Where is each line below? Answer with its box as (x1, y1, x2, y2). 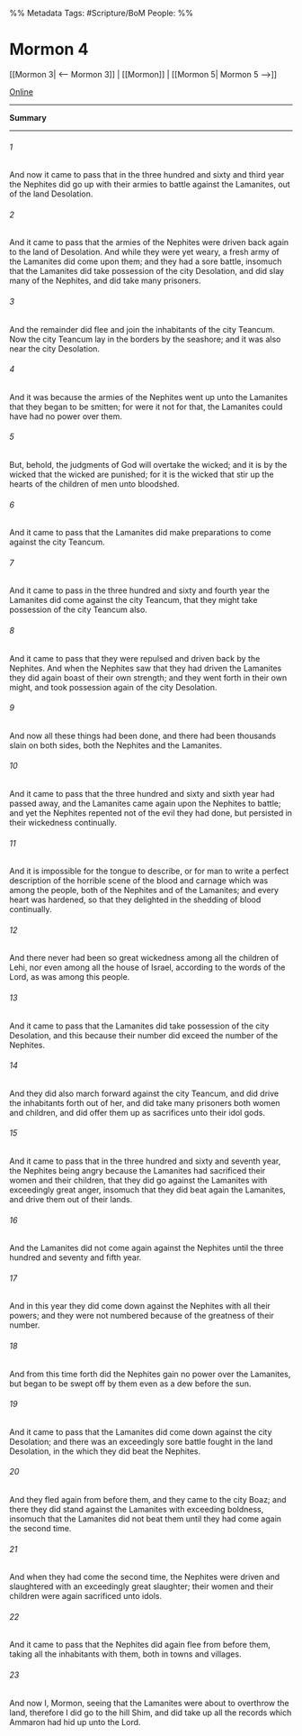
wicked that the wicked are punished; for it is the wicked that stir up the (9, 469, 274, 480)
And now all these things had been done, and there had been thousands (9, 730, 277, 741)
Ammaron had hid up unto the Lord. (9, 1716, 141, 1727)
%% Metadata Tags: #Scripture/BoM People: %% (9, 8, 193, 18)
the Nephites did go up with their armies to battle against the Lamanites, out (9, 179, 290, 190)
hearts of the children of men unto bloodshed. (9, 478, 180, 489)
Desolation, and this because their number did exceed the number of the (9, 1029, 279, 1040)
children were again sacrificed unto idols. (9, 1591, 163, 1602)
